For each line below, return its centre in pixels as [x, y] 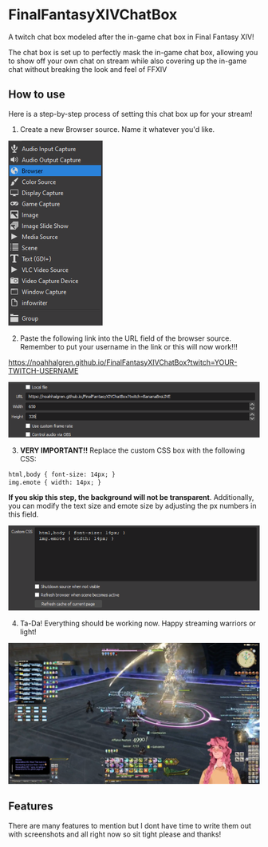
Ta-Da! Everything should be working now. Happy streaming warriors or [138, 623]
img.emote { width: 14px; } [55, 483]
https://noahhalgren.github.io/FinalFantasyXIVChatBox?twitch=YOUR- [123, 362]
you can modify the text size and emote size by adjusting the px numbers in [132, 506]
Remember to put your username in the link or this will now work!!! [128, 346]
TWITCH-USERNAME [43, 370]
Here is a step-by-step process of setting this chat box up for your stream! [130, 114]
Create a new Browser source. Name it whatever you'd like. [117, 129]
